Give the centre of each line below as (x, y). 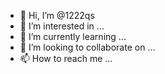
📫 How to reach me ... (66, 58)
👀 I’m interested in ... (62, 26)
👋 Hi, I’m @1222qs (57, 15)
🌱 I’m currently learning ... (73, 36)
